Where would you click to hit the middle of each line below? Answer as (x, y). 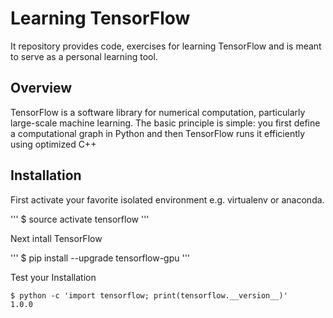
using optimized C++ (53, 144)
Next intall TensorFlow (56, 238)
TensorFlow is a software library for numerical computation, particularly (158, 112)
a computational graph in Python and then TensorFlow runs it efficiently (158, 133)
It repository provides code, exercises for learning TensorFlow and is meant (166, 46)
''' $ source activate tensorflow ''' (80, 219)
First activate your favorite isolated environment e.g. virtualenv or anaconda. (167, 199)
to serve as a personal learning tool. (84, 56)
